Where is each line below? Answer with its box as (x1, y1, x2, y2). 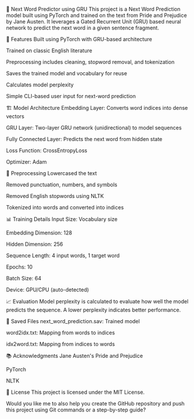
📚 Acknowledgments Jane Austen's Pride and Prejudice (6, 353, 143, 359)
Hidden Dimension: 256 (6, 241, 63, 247)
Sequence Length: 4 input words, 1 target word (6, 252, 120, 259)
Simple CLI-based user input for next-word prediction (6, 93, 136, 99)
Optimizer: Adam (6, 159, 47, 165)
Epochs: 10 (6, 263, 33, 270)
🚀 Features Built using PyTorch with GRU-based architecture (6, 36, 152, 42)
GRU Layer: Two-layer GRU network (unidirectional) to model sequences (6, 124, 182, 131)
